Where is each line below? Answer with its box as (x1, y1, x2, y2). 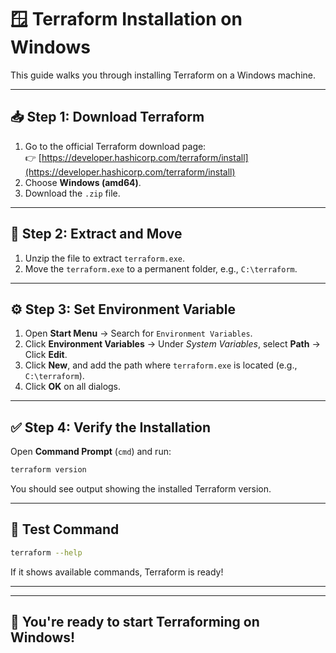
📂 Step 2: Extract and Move (10, 226, 183, 243)
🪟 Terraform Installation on (10, 8, 243, 31)
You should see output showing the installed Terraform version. (10, 483, 272, 495)
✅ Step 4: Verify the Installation (10, 419, 212, 436)
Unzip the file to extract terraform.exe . (24, 252, 186, 264)
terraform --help (10, 547, 83, 558)
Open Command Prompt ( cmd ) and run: (10, 446, 172, 458)
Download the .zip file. (24, 187, 121, 199)
